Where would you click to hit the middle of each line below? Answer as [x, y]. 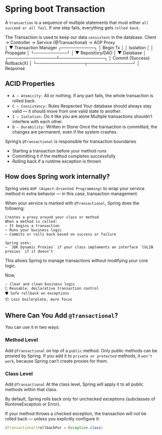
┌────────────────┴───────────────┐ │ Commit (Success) [77, 58]
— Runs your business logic [34, 230]
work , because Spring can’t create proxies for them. [57, 361]
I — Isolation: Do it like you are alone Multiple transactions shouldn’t [82, 116]
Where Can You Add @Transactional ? [62, 315]
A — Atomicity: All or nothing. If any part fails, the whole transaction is [83, 95]
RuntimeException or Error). [33, 404]
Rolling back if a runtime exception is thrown [56, 161]
